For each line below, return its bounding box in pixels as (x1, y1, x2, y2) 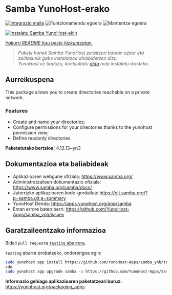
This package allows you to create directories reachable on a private (5, 89, 150, 95)
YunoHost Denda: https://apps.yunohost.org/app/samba (12, 200, 132, 207)
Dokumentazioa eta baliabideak (5, 160, 109, 169)
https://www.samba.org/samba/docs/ (12, 184, 92, 190)
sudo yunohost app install (5, 259, 63, 265)
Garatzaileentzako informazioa (5, 226, 106, 235)
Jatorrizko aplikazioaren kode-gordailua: (12, 190, 99, 196)
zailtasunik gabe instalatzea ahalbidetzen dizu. (17, 55, 118, 61)
